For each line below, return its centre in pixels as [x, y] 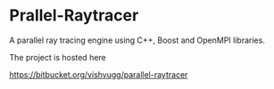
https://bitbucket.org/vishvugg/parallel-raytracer [99, 74]
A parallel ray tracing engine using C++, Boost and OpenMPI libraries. [137, 40]
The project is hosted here [58, 57]
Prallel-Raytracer [74, 16]
